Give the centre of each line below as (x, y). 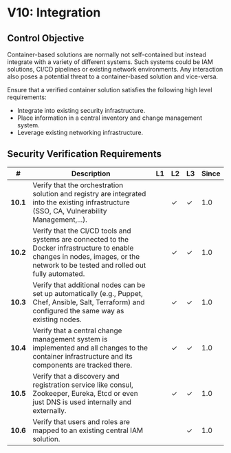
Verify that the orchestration (78, 185)
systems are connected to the (81, 239)
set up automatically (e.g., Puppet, (88, 293)
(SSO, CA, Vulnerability (70, 211)
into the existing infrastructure (81, 202)
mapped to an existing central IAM (88, 430)
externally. (49, 410)
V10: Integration (54, 13)
